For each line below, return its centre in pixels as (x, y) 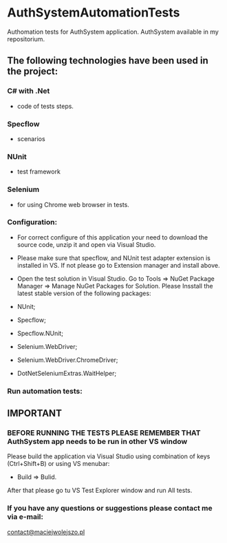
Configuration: (32, 222)
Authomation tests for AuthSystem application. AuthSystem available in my (113, 32)
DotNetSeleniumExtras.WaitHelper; (67, 373)
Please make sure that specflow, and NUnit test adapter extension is (114, 258)
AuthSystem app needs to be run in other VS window (97, 442)
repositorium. (26, 39)
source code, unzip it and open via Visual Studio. (86, 244)
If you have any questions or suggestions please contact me (110, 509)
